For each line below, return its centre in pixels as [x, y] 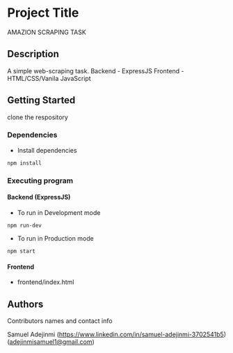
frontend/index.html [46, 282]
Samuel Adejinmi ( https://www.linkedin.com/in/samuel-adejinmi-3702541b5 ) [117, 334]
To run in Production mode [55, 238]
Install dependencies [47, 150]
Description [33, 54]
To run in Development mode [59, 212]
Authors [25, 304]
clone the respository [38, 117]
